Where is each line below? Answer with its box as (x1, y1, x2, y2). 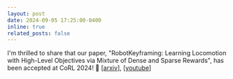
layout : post (7, 10, 45, 17)
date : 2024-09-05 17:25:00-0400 (7, 17, 101, 24)
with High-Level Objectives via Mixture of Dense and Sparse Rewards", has (7, 57, 224, 65)
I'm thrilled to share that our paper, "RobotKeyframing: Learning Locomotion (7, 49, 227, 57)
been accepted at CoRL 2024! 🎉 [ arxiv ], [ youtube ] (7, 64, 152, 72)
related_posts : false (7, 29, 71, 37)
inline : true (7, 23, 45, 30)
